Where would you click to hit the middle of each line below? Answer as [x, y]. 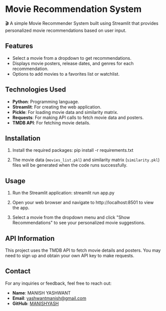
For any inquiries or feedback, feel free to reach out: [58, 283]
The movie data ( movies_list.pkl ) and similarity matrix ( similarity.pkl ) [86, 160]
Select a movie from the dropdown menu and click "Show [71, 217]
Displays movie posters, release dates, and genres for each [73, 63]
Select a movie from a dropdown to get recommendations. [72, 58]
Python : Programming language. [46, 102]
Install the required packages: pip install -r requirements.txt [73, 150]
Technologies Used [35, 90]
